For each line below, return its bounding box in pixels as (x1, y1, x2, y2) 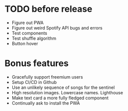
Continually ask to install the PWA (11, 100, 80, 106)
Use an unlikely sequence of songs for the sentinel (11, 84, 115, 90)
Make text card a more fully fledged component (11, 95, 109, 101)
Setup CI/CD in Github (11, 79, 57, 85)
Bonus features (4, 58, 69, 69)
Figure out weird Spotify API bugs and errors (11, 25, 103, 30)
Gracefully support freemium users (11, 74, 83, 80)
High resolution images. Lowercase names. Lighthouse (11, 89, 124, 95)
